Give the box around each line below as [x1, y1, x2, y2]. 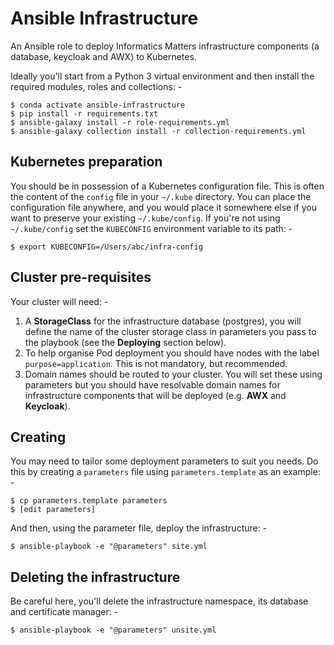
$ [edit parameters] [10, 505, 97, 515]
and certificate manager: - [10, 606, 119, 618]
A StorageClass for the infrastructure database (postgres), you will [24, 315, 302, 327]
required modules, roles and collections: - [10, 80, 183, 92]
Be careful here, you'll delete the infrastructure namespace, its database [10, 595, 309, 607]
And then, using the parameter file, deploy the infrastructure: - [10, 522, 268, 534]
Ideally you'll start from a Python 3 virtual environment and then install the [10, 70, 315, 82]
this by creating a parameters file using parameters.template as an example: [10, 466, 321, 478]
